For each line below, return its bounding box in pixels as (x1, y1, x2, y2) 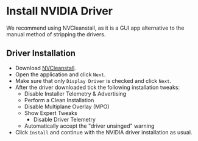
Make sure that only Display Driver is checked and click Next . (15, 77, 172, 84)
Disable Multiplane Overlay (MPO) (24, 103, 110, 110)
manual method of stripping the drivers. (6, 30, 106, 38)
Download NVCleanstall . (15, 64, 76, 71)
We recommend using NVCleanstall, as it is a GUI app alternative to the (6, 24, 185, 31)
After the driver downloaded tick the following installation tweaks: (15, 84, 180, 91)
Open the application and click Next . (15, 71, 106, 78)
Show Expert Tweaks (24, 109, 77, 116)
